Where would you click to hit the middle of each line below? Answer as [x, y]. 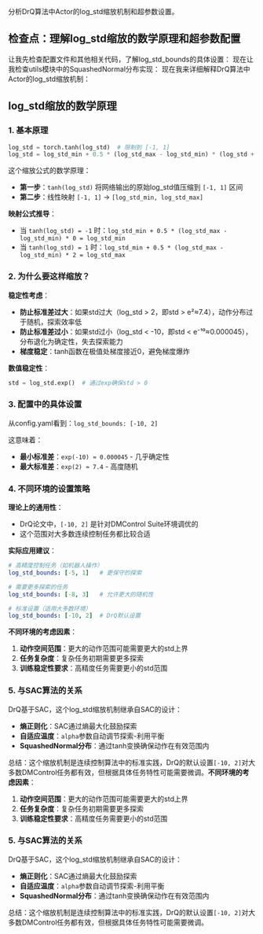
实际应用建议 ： [32, 551]
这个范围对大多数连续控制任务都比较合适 [85, 534]
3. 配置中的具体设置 [45, 404]
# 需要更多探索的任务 [38, 587]
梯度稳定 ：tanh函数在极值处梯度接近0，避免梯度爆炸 [104, 351]
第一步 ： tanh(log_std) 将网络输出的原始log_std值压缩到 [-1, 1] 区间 [131, 187]
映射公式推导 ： [32, 214]
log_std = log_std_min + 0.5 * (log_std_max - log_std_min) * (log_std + [131, 155]
